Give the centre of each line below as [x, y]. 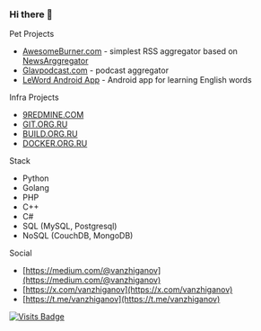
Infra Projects [35, 97]
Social [21, 253]
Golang [35, 188]
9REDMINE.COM [53, 115]
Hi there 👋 [31, 14]
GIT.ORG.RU [45, 124]
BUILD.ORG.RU [50, 134]
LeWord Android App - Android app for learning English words [137, 80]
